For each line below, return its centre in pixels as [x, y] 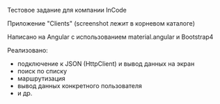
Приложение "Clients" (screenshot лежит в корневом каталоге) [101, 23]
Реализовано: [28, 50]
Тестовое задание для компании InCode [67, 10]
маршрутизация [41, 78]
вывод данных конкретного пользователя [80, 86]
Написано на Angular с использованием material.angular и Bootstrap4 [110, 37]
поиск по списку [42, 71]
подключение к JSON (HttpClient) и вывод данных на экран [106, 64]
